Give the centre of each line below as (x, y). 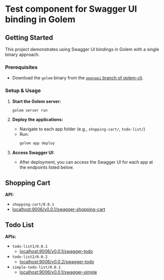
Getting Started (29, 38)
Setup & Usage (23, 91)
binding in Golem (40, 19)
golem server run (30, 110)
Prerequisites (21, 67)
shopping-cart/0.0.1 (33, 204)
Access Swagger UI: (33, 153)
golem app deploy (37, 143)
